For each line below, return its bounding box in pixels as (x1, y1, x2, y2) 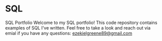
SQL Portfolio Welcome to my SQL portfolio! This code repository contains (5, 19, 158, 25)
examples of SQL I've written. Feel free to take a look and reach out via (5, 24, 151, 30)
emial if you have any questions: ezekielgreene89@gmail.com (5, 30, 133, 36)
